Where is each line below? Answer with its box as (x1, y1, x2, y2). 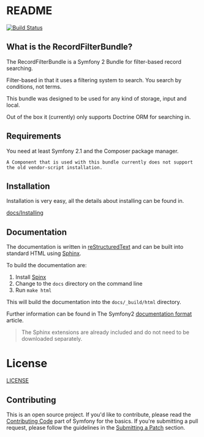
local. (6, 101, 20, 108)
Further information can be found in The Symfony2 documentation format (6, 310, 192, 317)
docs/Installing (6, 209, 44, 216)
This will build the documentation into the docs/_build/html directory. (6, 298, 182, 306)
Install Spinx (15, 273, 47, 281)
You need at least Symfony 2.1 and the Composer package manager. (6, 147, 179, 154)
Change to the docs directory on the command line (15, 280, 143, 287)
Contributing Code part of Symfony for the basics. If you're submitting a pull (6, 417, 198, 425)
